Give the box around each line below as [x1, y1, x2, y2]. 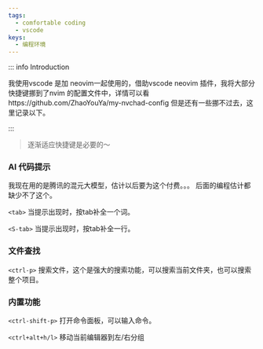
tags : [8, 11, 26, 20]
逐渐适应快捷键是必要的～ [27, 140, 111, 149]
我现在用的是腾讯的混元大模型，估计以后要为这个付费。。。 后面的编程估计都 [8, 181, 251, 190]
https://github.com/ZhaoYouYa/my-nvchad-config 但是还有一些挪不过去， [8, 98, 247, 108]
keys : [8, 33, 26, 42]
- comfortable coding [15, 19, 86, 27]
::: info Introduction [8, 62, 70, 72]
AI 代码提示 [8, 162, 51, 173]
